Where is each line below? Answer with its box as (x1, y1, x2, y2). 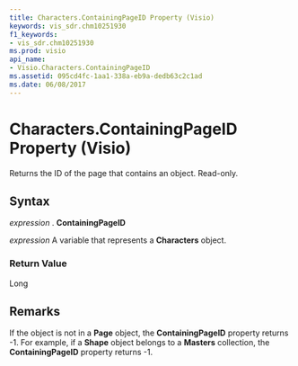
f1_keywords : (9, 30, 58, 39)
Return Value (9, 257, 67, 270)
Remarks (9, 304, 61, 319)
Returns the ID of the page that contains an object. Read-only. (9, 167, 239, 178)
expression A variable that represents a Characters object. (9, 235, 227, 245)
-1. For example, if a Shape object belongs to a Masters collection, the (9, 337, 270, 348)
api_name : (9, 55, 47, 64)
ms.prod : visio (9, 47, 66, 56)
